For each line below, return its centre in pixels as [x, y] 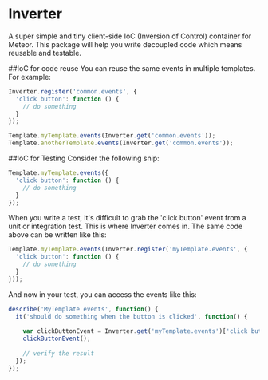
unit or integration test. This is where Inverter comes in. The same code [126, 226]
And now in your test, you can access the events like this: [102, 294]
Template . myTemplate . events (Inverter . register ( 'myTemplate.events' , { [128, 249]
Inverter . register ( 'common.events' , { [73, 91]
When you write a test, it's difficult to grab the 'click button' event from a [127, 218]
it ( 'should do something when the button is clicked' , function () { [132, 316]
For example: [30, 77]
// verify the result [58, 354]
